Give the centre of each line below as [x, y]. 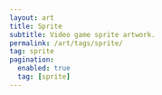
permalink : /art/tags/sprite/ [67, 43]
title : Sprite [36, 26]
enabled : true [44, 69]
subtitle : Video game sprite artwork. [82, 34]
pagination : [32, 60]
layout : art [32, 18]
